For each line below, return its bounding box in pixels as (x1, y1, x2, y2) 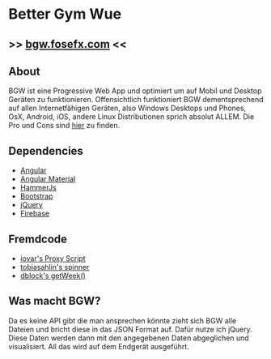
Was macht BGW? (8, 294, 101, 308)
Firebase (19, 208, 50, 219)
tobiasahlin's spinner (19, 263, 90, 272)
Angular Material (19, 174, 76, 184)
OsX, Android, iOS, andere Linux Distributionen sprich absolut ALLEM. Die (8, 112, 255, 122)
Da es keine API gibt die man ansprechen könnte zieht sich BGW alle (8, 315, 237, 325)
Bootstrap (19, 191, 53, 201)
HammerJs (19, 183, 57, 193)
